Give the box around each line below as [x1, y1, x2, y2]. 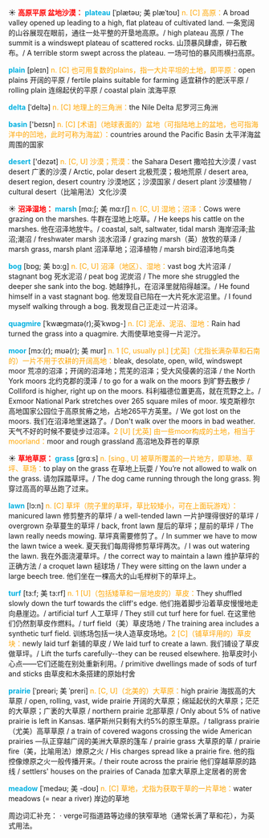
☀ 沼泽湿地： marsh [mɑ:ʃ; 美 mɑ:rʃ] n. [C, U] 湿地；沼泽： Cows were [8, 204, 241, 213]
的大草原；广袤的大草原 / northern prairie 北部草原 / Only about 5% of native [8, 706, 261, 716]
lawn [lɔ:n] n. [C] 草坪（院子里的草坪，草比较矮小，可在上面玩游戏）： [8, 501, 238, 510]
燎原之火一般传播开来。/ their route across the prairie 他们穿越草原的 [22, 757, 250, 766]
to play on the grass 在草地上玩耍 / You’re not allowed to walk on [43, 464, 257, 473]
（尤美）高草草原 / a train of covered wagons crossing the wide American [8, 726, 253, 736]
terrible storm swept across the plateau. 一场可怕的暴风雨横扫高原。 [33, 48, 259, 57]
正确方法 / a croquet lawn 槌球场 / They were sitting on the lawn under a [8, 561, 247, 571]
